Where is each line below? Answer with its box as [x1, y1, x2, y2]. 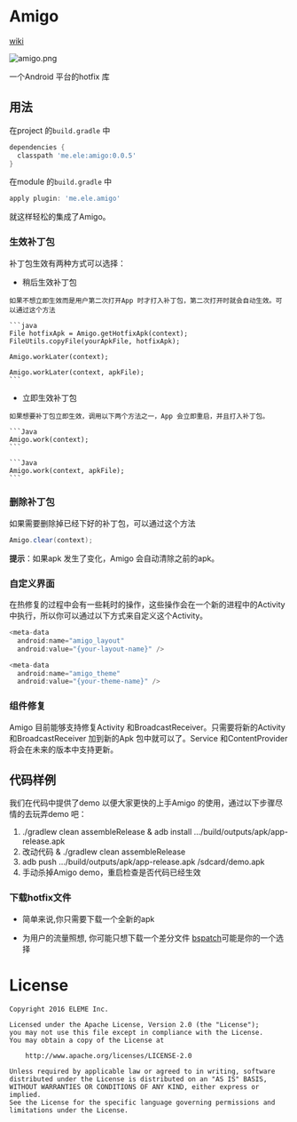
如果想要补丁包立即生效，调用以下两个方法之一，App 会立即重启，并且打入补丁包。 [9, 412, 270, 421]
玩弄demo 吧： [32, 809, 87, 820]
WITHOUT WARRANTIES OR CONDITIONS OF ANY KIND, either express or [9, 1082, 260, 1091]
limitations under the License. [9, 1105, 129, 1115]
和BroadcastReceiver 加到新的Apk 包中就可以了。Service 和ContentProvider [9, 733, 288, 743]
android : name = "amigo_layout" [17, 636, 125, 645]
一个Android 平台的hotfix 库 [9, 71, 110, 82]
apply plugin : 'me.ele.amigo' [9, 194, 121, 204]
